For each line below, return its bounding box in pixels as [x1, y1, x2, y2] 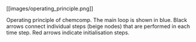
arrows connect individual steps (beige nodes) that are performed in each [6, 23, 191, 30]
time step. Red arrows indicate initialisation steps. [6, 29, 130, 36]
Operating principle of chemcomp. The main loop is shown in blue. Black [6, 17, 188, 23]
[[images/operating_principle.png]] [6, 5, 94, 12]
